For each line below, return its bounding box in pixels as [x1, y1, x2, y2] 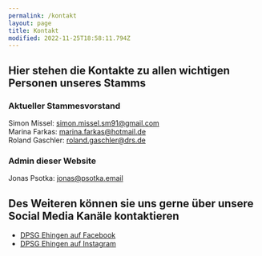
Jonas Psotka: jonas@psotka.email [8, 174, 124, 183]
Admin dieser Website [8, 155, 96, 166]
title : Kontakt [8, 26, 59, 34]
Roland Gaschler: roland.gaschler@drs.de [8, 135, 147, 145]
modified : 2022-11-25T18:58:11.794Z [8, 34, 131, 42]
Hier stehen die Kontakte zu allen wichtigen [8, 63, 230, 77]
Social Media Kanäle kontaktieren [8, 209, 179, 222]
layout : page [8, 19, 52, 27]
